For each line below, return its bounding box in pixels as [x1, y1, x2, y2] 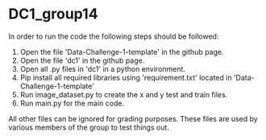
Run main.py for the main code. [19, 98, 125, 108]
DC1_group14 [8, 5, 98, 23]
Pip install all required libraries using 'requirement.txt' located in [19, 72, 232, 82]
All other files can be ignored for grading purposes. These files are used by [8, 113, 258, 123]
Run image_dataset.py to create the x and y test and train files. [19, 89, 228, 99]
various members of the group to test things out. [8, 122, 169, 132]
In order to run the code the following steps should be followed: [8, 31, 219, 41]
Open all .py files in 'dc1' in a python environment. [19, 64, 185, 73]
